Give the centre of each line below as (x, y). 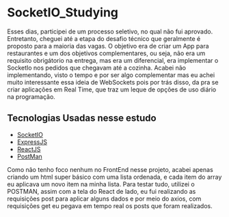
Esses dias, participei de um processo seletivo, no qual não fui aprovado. (110, 31)
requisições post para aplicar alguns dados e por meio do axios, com (104, 199)
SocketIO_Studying (63, 13)
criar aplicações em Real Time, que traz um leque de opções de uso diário (112, 89)
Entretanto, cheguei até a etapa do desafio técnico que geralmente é (104, 38)
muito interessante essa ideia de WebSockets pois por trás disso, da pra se (113, 82)
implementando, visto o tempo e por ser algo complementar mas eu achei (111, 75)
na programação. (31, 96)
